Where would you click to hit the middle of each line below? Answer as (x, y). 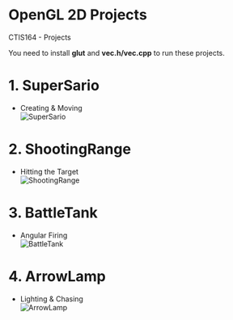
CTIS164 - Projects (40, 37)
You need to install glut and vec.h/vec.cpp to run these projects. (116, 53)
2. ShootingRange (70, 149)
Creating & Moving (51, 107)
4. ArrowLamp (57, 276)
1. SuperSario (54, 86)
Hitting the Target (49, 171)
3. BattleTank (53, 213)
